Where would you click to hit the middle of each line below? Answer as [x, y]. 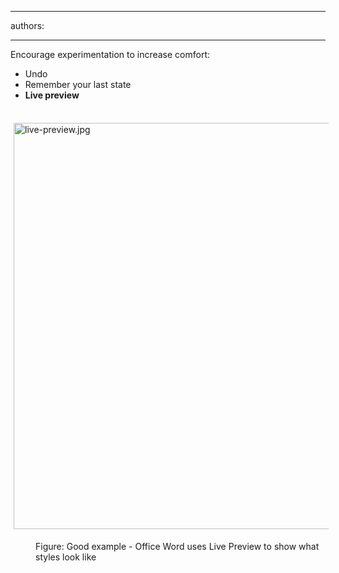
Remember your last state [78, 84]
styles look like [66, 557]
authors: [27, 25]
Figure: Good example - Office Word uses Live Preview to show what [177, 546]
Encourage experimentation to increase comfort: [110, 54]
